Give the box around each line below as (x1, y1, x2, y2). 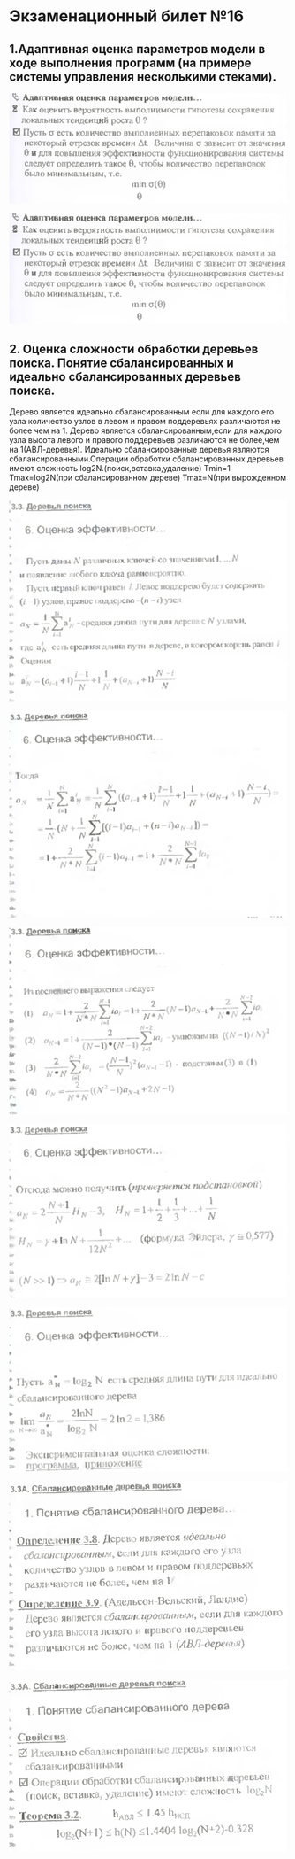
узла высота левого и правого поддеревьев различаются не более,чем (9, 435, 280, 445)
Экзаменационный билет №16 (9, 6, 245, 27)
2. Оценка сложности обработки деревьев (9, 341, 259, 356)
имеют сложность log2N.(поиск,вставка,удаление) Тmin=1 (9, 463, 231, 474)
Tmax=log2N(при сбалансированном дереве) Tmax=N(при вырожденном (9, 472, 287, 484)
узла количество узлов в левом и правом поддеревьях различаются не (9, 416, 281, 427)
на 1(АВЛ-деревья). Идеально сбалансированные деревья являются (9, 445, 269, 455)
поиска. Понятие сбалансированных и (9, 355, 234, 370)
